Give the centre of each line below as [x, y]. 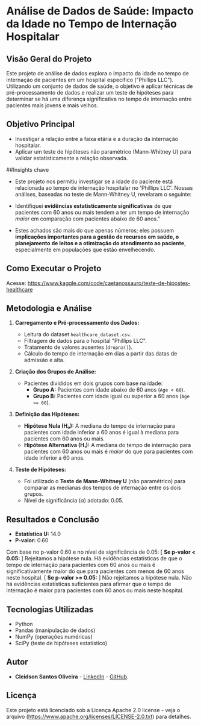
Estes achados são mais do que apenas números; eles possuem [94, 230]
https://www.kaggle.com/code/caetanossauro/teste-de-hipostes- [109, 283]
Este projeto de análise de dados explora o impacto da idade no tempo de [98, 73]
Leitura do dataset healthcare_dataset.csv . [78, 334]
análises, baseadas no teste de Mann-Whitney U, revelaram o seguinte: [103, 194]
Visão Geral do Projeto [49, 59]
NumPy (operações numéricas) [54, 637]
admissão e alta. [44, 360]
